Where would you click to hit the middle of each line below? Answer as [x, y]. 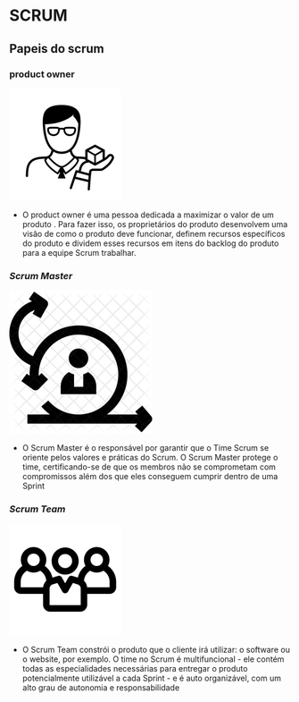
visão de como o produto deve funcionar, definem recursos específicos [154, 233]
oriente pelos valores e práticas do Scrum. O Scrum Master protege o [150, 458]
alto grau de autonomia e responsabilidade [101, 688]
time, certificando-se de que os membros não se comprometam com [149, 467]
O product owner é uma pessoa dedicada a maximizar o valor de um [148, 215]
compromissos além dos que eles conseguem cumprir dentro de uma [150, 477]
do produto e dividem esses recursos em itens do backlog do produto [150, 243]
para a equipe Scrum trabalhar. [79, 252]
